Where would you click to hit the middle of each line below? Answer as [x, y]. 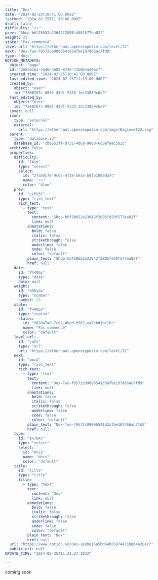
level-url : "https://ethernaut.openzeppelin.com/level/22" [67, 47]
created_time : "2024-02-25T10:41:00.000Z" [54, 74]
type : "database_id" [35, 139]
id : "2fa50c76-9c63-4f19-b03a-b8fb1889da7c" [69, 176]
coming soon [19, 572]
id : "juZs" [29, 342]
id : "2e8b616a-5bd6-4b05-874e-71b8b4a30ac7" [56, 70]
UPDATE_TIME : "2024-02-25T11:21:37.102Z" [48, 554]
